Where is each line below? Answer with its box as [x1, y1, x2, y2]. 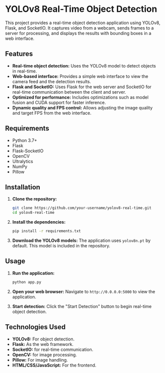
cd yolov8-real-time [12, 210, 55, 215]
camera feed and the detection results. [12, 78, 91, 84]
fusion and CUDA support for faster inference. [12, 100, 106, 105]
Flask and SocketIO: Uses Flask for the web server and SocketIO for [12, 84, 152, 90]
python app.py [12, 279, 41, 284]
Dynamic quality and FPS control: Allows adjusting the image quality [12, 104, 153, 110]
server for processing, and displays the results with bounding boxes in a [5, 30, 152, 36]
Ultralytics [12, 158, 33, 164]
